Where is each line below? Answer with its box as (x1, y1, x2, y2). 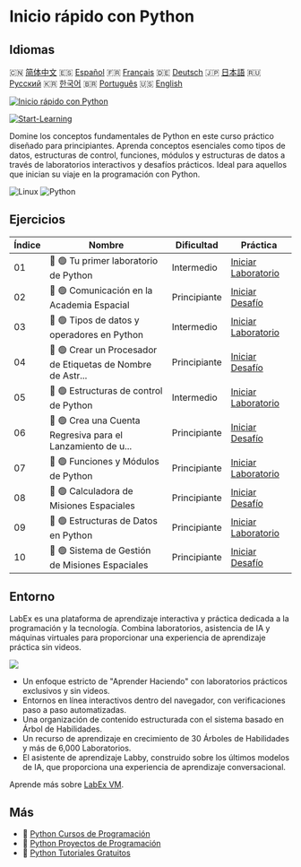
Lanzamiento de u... (48, 439, 133, 452)
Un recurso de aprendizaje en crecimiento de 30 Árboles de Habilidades (21, 733, 289, 743)
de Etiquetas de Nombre (48, 358, 152, 370)
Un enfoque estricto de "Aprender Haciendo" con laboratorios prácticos (21, 675, 288, 687)
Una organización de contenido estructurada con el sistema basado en (21, 714, 285, 724)
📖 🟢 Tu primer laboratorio (48, 254, 159, 266)
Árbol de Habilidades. (21, 724, 103, 734)
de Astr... (48, 369, 88, 382)
